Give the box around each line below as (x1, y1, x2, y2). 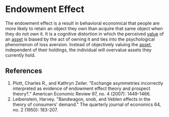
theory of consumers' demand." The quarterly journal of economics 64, (12, 101, 161, 107)
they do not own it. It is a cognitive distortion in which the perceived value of (5, 31, 164, 37)
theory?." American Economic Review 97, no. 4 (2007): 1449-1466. (12, 90, 151, 96)
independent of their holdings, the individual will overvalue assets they (5, 47, 152, 53)
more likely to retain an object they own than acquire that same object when (5, 25, 163, 31)
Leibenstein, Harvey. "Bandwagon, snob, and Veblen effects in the (12, 96, 151, 102)
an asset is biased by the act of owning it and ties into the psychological (5, 36, 155, 42)
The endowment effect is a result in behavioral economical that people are (5, 20, 160, 26)
